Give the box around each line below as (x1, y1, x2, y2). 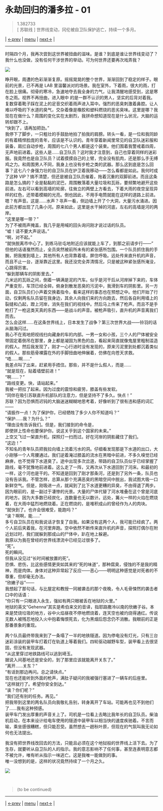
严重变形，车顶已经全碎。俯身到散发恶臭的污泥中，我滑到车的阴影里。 (5, 283, 146, 289)
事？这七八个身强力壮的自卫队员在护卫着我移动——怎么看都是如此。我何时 (5, 167, 154, 173)
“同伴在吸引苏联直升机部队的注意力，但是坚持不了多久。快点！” (5, 392, 132, 398)
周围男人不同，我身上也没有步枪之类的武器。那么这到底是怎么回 (26, 161, 154, 167)
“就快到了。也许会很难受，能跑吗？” (5, 506, 77, 513)
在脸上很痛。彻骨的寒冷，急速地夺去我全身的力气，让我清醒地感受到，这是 (5, 88, 154, 94)
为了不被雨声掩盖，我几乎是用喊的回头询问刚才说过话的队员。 (5, 222, 129, 228)
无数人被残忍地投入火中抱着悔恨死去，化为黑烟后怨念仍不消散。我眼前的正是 (5, 616, 158, 622)
